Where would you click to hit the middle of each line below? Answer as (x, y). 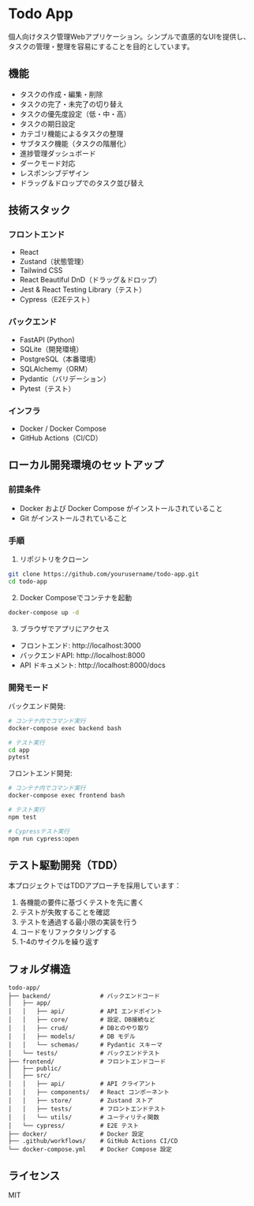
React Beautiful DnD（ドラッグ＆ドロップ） (90, 280)
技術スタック (39, 210)
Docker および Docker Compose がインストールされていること (121, 508)
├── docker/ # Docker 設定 (76, 1134)
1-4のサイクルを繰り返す (60, 942)
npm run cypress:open (44, 838)
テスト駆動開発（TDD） (66, 865)
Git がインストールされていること (73, 518)
